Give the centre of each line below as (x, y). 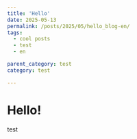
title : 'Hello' (29, 13)
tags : (15, 33)
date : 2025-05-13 (32, 20)
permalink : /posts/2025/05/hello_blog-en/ (68, 26)
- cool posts (32, 39)
